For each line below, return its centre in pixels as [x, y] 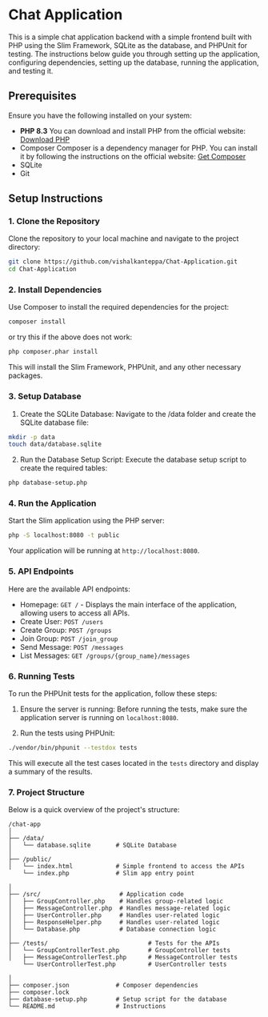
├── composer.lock [39, 993]
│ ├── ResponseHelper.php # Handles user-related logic [114, 923]
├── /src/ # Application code [96, 895]
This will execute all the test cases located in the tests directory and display [134, 763]
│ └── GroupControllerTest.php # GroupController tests [119, 951]
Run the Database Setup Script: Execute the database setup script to [133, 460]
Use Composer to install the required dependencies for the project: [119, 307]
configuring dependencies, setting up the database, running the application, [134, 62]
